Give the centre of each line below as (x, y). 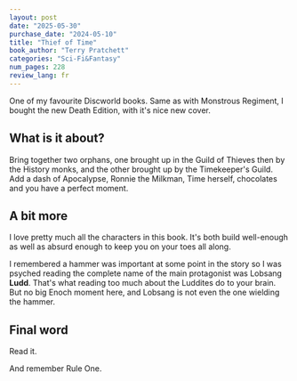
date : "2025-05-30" (45, 26)
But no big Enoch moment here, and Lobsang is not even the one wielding (144, 292)
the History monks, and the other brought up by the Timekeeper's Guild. (141, 169)
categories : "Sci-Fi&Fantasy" (65, 59)
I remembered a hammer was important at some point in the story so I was (145, 264)
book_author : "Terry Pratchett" (69, 51)
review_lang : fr (39, 76)
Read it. (23, 352)
